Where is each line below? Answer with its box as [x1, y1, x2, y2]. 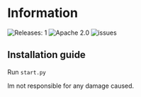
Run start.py [7, 67, 46, 76]
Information [7, 5, 78, 21]
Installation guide [7, 49, 86, 61]
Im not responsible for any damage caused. [7, 81, 135, 90]
